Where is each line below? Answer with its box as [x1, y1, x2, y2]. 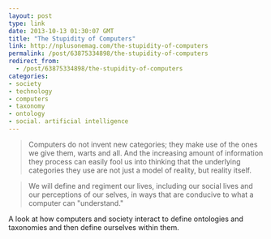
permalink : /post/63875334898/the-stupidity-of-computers [8, 49, 209, 58]
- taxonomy [8, 102, 45, 110]
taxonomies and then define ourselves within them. [8, 222, 180, 232]
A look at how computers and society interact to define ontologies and [8, 214, 243, 224]
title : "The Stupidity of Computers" [8, 34, 136, 43]
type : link [8, 19, 45, 28]
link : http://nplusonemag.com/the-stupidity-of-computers [8, 42, 209, 50]
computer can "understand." [28, 198, 124, 207]
